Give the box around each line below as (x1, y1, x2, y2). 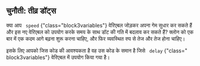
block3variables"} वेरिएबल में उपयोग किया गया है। (6, 54, 110, 61)
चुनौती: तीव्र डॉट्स (6, 6, 57, 16)
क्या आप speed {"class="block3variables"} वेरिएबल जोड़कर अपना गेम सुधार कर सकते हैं (6, 21, 192, 29)
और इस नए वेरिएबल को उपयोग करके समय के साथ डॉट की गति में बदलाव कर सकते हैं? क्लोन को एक (6, 28, 194, 36)
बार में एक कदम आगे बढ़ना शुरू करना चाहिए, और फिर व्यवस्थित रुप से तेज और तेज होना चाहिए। (6, 35, 186, 42)
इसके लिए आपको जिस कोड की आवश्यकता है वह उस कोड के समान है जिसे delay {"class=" (6, 47, 187, 54)
